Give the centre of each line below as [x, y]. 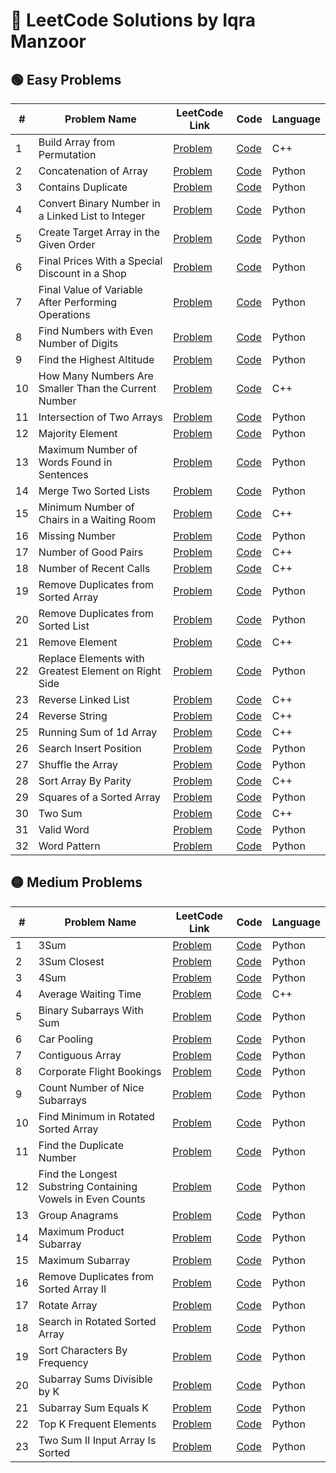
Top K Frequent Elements [97, 1424]
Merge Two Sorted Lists [94, 491]
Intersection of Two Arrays [100, 417]
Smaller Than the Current [97, 388]
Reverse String [73, 716]
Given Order [67, 244]
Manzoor [48, 41]
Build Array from [77, 142]
